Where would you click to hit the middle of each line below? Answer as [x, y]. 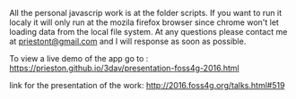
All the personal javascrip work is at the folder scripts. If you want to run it [146, 13]
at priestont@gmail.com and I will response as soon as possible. [128, 41]
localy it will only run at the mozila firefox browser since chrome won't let [144, 22]
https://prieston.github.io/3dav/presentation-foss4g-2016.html [124, 68]
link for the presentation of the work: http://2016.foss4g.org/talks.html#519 [147, 85]
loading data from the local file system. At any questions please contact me [148, 32]
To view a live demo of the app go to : [79, 58]
